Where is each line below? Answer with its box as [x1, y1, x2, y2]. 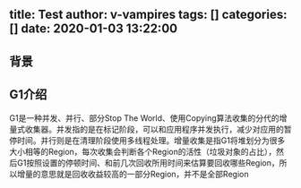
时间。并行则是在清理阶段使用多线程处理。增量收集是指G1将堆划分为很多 [16, 134, 286, 146]
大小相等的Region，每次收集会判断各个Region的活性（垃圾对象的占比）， [9, 146, 277, 157]
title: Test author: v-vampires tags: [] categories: [9, 7, 288, 22]
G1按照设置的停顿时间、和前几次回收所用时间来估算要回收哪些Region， [16, 157, 279, 168]
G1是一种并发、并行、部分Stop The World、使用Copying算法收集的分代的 [9, 112, 279, 124]
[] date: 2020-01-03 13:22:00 [9, 21, 177, 37]
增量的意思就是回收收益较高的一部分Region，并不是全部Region [16, 168, 249, 179]
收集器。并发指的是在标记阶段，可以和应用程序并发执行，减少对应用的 [24, 124, 284, 134]
